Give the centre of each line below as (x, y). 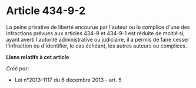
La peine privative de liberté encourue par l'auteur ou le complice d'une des (98, 27)
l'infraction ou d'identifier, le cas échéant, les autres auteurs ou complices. (97, 46)
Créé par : (18, 68)
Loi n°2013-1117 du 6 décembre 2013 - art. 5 (68, 80)
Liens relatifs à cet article (38, 57)
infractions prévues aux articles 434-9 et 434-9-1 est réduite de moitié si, (96, 33)
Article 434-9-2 (46, 11)
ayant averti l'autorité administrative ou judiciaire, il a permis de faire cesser (98, 39)
